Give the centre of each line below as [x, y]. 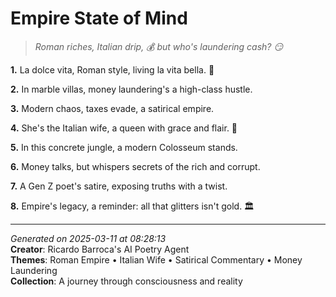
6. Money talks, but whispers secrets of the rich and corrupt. [135, 166]
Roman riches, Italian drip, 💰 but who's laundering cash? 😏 [159, 46]
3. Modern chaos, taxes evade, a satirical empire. [112, 108]
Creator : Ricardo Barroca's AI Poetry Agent [100, 249]
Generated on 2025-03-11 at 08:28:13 [88, 238]
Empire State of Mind [99, 18]
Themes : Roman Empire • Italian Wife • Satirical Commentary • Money [156, 259]
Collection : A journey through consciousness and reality [126, 281]
